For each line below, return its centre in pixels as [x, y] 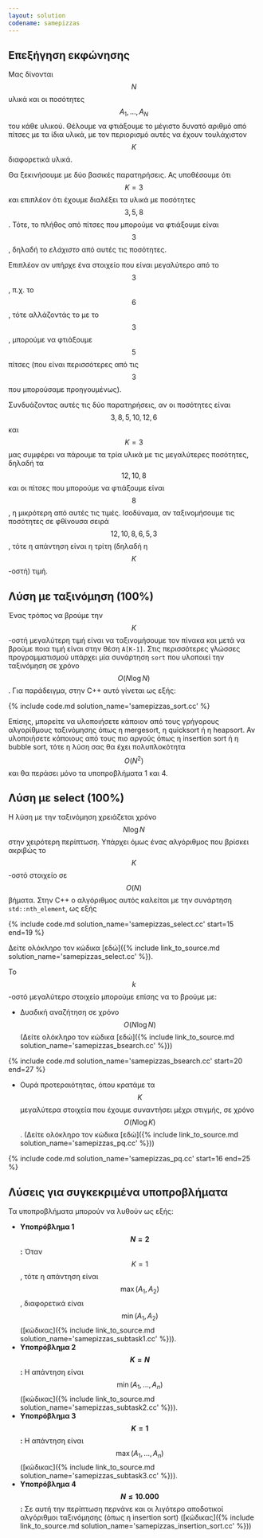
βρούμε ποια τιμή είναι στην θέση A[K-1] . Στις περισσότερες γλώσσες [124, 648]
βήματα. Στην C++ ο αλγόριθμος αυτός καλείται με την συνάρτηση [120, 900]
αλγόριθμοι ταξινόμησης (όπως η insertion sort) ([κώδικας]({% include [137, 1517]
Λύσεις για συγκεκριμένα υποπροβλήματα [118, 1192]
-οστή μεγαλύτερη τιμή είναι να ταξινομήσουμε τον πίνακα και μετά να [127, 640]
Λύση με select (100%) [67, 798]
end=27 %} [27, 1070]
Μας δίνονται [31, 74]
